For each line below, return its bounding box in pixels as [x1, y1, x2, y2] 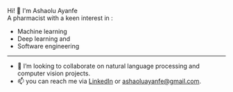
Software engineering [17, 42, 80, 50]
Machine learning [17, 28, 67, 35]
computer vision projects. [17, 69, 91, 77]
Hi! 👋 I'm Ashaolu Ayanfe [7, 7, 78, 15]
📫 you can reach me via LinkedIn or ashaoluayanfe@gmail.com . [17, 77, 202, 85]
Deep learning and [17, 35, 71, 43]
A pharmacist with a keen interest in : [7, 14, 113, 22]
